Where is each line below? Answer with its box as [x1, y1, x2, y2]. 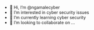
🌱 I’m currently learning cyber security [9, 15, 86, 20]
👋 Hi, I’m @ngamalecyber [9, 5, 60, 10]
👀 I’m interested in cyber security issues [9, 10, 89, 15]
